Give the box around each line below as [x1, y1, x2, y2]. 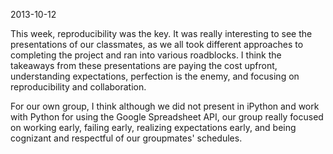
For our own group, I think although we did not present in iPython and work [10, 100, 320, 112]
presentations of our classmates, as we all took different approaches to [10, 39, 304, 50]
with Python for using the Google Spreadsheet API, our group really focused [10, 111, 324, 123]
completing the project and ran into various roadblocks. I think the [10, 49, 282, 61]
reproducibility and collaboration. [10, 81, 147, 93]
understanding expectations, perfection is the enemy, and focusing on [10, 70, 300, 82]
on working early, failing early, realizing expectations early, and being [10, 122, 297, 133]
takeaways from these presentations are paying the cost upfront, [10, 60, 278, 71]
